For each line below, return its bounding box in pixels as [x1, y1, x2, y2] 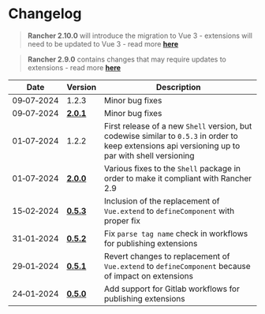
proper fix [103, 215, 140, 226]
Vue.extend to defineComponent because [103, 260, 251, 271]
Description [156, 81, 201, 92]
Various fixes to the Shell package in [103, 163, 241, 174]
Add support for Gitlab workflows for [103, 283, 241, 294]
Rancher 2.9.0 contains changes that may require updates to [27, 54, 226, 64]
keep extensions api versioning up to [103, 140, 241, 151]
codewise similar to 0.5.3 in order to [103, 130, 238, 141]
